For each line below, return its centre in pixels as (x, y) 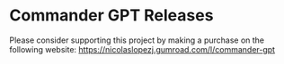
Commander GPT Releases (111, 16)
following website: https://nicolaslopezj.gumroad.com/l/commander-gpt (142, 49)
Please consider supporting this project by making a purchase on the (137, 40)
